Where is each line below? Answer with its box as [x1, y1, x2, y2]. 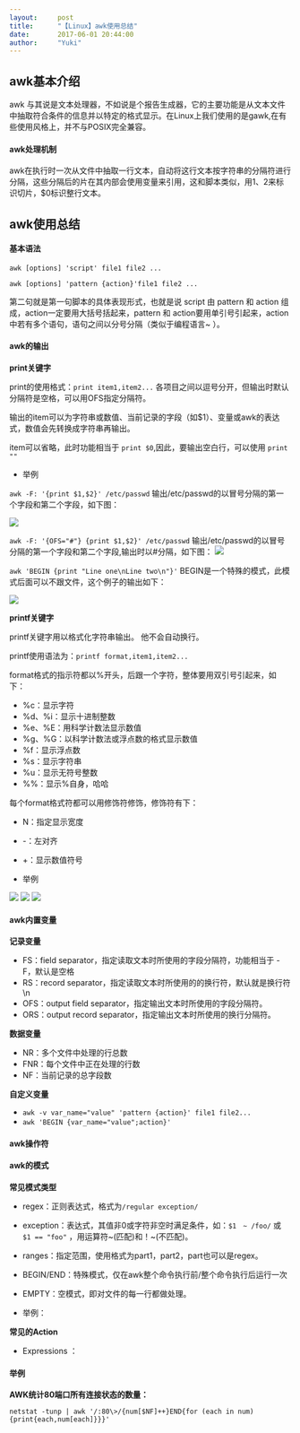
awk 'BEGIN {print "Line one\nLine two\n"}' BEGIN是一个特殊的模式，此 [9, 566, 282, 577]
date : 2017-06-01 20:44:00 [9, 30, 134, 39]
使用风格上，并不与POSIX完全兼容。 [16, 122, 150, 133]
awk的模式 [9, 1160, 49, 1171]
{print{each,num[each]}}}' [9, 1415, 110, 1424]
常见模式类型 [9, 1182, 56, 1193]
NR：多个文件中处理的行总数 [21, 1047, 128, 1058]
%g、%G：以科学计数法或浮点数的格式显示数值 [21, 734, 199, 744]
